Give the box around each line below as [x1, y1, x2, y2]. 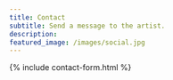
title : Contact [9, 12, 66, 22]
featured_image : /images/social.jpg [9, 37, 145, 47]
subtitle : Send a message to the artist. [9, 21, 166, 30]
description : [9, 29, 58, 38]
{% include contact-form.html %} [9, 62, 132, 73]
